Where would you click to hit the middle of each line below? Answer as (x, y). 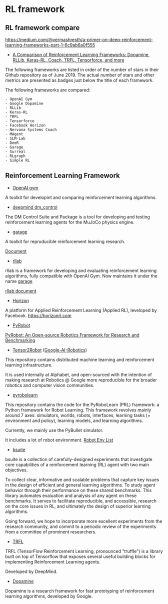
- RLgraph (15, 156)
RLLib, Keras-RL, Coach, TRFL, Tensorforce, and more (68, 60)
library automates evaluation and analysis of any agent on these (71, 495)
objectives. (16, 470)
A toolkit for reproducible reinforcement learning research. (65, 241)
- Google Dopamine (24, 103)
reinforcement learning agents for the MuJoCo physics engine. (70, 222)
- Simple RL (17, 160)
